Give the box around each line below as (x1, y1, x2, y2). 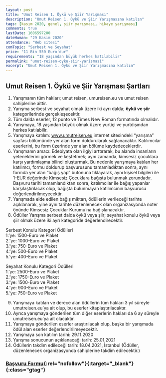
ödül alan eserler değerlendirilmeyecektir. (12, 326, 99, 332)
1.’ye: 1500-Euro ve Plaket (5, 232, 59, 238)
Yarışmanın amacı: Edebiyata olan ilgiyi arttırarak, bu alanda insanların (12, 148, 157, 154)
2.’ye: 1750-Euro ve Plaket (5, 274, 59, 280)
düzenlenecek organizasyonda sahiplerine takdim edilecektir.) (12, 347, 140, 353)
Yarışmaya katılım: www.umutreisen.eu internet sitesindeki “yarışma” (12, 132, 154, 138)
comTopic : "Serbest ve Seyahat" (5, 45, 73, 50)
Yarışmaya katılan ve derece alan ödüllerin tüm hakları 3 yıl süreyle (12, 299, 150, 305)
